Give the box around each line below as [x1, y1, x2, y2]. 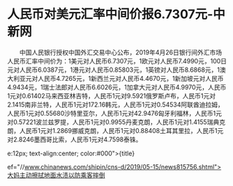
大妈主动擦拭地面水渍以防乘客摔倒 [7, 171, 105, 179]
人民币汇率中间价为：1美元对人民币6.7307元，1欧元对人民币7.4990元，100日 [7, 56, 227, 65]
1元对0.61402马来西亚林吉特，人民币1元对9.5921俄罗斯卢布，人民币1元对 [7, 91, 216, 100]
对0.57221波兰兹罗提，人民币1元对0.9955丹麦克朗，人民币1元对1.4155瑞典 [7, 118, 220, 126]
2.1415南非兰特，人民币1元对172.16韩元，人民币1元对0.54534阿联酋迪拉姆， [7, 100, 225, 109]
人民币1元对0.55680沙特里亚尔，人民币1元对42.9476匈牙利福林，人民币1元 [7, 109, 222, 117]
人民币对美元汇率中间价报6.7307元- [7, 6, 213, 22]
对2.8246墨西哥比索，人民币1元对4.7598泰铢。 [7, 135, 142, 144]
